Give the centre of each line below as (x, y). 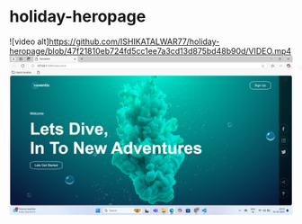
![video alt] (29, 41)
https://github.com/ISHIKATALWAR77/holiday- (134, 41)
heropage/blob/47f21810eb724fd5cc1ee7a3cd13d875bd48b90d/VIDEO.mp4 (151, 50)
